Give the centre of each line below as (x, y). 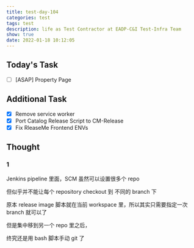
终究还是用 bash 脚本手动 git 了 (45, 238)
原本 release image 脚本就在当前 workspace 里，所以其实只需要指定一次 (97, 204)
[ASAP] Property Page (43, 79)
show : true (20, 35)
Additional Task (37, 99)
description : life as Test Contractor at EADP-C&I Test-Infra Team (94, 29)
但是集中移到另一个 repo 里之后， (48, 225)
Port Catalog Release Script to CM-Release (69, 121)
